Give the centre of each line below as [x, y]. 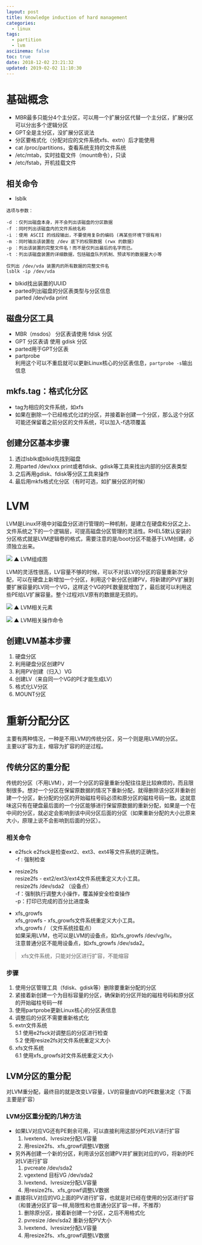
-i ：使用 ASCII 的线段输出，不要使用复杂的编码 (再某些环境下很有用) [84, 235]
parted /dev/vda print [41, 298]
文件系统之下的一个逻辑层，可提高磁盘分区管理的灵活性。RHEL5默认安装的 [99, 531]
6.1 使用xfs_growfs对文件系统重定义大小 [64, 1055]
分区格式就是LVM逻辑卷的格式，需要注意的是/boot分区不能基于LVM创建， [98, 538]
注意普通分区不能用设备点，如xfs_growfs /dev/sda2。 [81, 943]
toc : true [19, 57]
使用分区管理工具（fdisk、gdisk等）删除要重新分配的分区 [86, 987]
